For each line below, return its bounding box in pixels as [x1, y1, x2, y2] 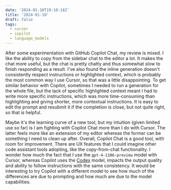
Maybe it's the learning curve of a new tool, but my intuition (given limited [5, 119, 160, 125]
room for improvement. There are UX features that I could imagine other [5, 141, 157, 147]
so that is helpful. [5, 109, 42, 115]
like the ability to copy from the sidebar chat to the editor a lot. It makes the [5, 55, 163, 61]
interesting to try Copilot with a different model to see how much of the [5, 168, 155, 174]
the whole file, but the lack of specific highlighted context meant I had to [5, 88, 158, 94]
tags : [5, 21, 17, 27]
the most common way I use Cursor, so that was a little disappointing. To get [5, 77, 166, 83]
